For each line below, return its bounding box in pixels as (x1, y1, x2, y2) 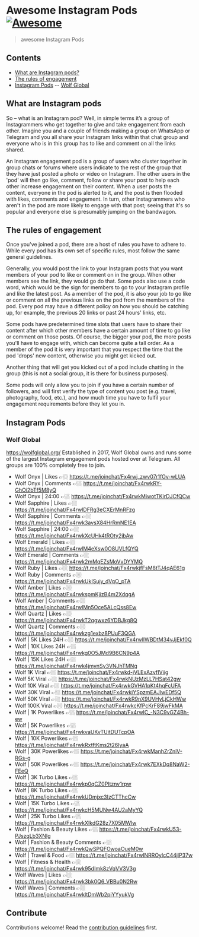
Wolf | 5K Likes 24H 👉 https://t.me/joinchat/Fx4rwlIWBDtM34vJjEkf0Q (14, 636, 192, 643)
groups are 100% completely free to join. (6, 461, 105, 469)
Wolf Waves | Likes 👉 (14, 871, 72, 879)
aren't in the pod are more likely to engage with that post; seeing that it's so (6, 201, 191, 208)
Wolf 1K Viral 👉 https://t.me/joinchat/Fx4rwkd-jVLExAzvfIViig (14, 669, 169, 676)
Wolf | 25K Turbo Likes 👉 (14, 813, 81, 820)
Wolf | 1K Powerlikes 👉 (14, 709, 75, 716)
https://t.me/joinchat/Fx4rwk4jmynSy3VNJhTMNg (14, 663, 137, 670)
